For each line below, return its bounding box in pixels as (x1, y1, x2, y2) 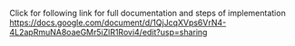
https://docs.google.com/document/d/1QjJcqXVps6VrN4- (9, 17, 227, 28)
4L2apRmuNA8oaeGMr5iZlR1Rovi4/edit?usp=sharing (9, 27, 208, 37)
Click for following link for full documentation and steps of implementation (9, 8, 286, 18)
